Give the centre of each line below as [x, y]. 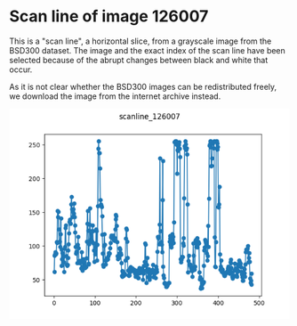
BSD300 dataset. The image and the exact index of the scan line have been [148, 50]
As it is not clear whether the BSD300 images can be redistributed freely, [143, 86]
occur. [21, 69]
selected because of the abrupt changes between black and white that [139, 60]
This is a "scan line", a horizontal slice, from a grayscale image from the [140, 41]
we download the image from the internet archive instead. [115, 96]
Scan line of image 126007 [109, 16]
